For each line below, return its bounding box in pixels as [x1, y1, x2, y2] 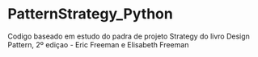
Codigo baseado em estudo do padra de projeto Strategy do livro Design [7, 31, 250, 41]
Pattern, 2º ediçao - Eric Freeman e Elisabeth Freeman [7, 39, 189, 49]
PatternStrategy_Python [7, 5, 173, 23]
